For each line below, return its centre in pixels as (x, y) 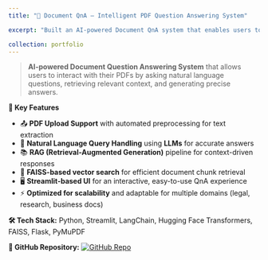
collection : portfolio (46, 45)
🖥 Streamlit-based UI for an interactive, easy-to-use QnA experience (133, 181)
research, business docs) (61, 204)
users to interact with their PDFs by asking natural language (126, 76)
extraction (36, 135)
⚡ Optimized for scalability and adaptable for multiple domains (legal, (135, 193)
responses (37, 164)
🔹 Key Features (34, 107)
